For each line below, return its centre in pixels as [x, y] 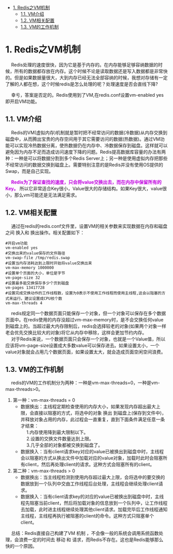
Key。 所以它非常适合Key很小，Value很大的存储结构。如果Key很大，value [84, 188]
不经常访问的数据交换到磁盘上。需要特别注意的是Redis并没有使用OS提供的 [84, 165]
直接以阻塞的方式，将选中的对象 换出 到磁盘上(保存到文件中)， [100, 413]
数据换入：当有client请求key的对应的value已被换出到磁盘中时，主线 [92, 497]
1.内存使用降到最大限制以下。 [57, 432]
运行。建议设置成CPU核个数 [38, 298]
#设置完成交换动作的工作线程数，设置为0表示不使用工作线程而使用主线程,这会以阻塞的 [84, 293]
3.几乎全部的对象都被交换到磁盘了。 [65, 445]
